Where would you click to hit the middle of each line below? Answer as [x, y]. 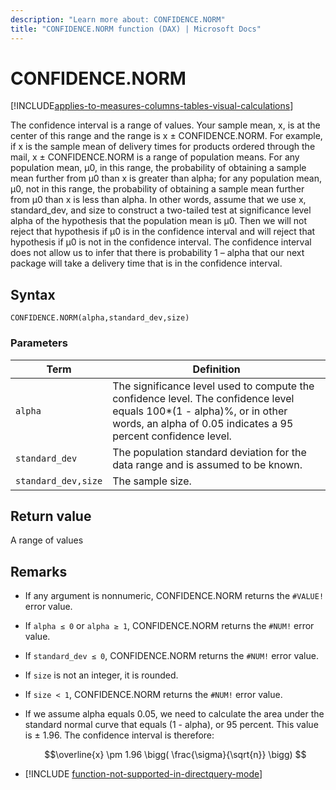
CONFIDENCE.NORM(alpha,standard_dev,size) [100, 318]
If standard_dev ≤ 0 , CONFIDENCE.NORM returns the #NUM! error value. [171, 656]
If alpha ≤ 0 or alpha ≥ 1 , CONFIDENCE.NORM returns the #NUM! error [169, 626]
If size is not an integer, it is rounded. [101, 675]
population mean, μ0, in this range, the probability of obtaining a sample [158, 168]
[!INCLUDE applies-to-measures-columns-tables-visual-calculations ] [152, 106]
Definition [216, 369]
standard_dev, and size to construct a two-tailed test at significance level [161, 210]
